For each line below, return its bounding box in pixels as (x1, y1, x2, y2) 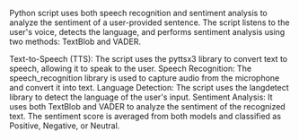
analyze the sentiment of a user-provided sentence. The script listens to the (9, 17, 290, 28)
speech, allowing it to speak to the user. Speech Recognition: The (9, 63, 252, 74)
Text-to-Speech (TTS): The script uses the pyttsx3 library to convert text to (9, 54, 288, 64)
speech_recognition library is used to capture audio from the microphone (9, 73, 280, 83)
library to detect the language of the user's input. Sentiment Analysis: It (9, 92, 273, 102)
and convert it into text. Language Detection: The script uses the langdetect (9, 83, 289, 92)
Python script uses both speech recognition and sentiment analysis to (9, 8, 268, 18)
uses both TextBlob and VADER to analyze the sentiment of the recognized (9, 101, 286, 111)
